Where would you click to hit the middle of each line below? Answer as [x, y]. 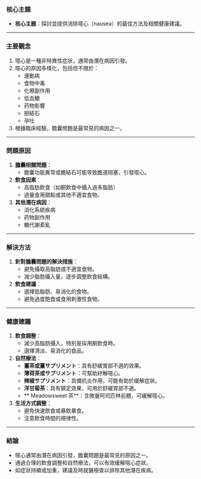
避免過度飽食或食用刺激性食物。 [63, 299]
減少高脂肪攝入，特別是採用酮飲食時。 [71, 344]
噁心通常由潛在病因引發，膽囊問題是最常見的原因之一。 [83, 455]
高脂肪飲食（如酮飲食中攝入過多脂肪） [71, 187]
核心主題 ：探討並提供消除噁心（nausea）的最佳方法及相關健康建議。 [100, 24]
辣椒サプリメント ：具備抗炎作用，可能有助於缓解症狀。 [92, 381]
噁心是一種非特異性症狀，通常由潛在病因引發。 [72, 61]
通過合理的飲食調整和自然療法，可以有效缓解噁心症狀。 [83, 462]
